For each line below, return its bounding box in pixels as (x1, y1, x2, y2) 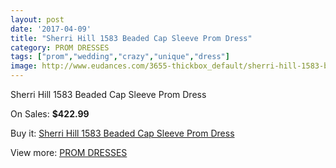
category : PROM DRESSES (10, 42, 110, 53)
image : (10, 61, 38, 71)
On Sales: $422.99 (10, 108, 90, 120)
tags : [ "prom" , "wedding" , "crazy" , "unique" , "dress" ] (10, 52, 230, 62)
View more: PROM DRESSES (10, 147, 128, 158)
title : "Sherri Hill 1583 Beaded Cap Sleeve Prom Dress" (10, 33, 253, 43)
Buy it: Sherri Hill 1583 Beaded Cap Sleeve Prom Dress (10, 127, 235, 139)
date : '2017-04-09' (10, 24, 92, 34)
